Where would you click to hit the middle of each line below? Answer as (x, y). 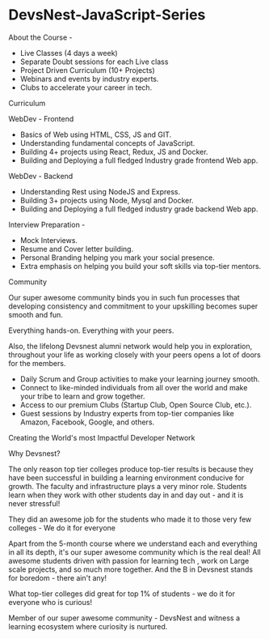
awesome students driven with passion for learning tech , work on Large (129, 560)
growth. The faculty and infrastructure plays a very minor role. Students (128, 486)
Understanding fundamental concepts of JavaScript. (107, 143)
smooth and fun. (36, 314)
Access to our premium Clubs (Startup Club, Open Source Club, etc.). (136, 405)
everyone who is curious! (50, 602)
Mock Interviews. (49, 240)
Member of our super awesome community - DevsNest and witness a (124, 618)
